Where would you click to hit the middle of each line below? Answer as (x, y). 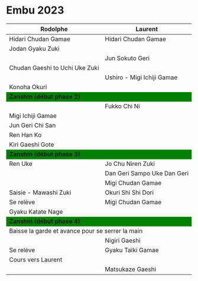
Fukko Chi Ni (122, 106)
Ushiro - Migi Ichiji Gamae (141, 77)
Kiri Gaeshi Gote (32, 144)
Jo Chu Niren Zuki (130, 164)
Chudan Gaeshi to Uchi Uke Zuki (54, 67)
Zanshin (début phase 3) (45, 154)
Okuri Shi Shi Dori (129, 192)
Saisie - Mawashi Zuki (40, 192)
